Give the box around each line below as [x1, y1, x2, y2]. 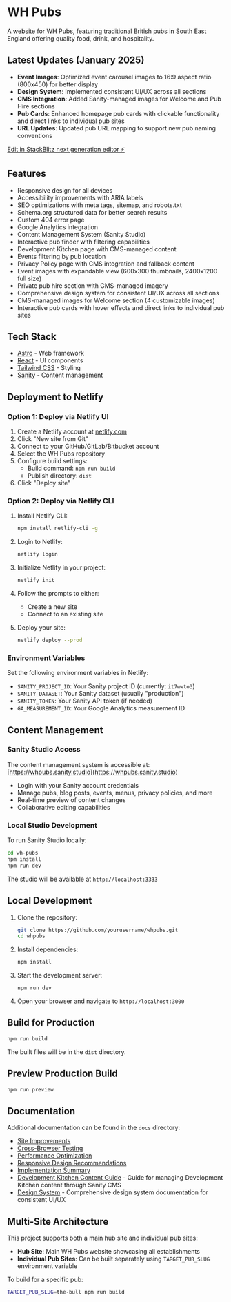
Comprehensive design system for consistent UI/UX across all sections [17, 289, 219, 297]
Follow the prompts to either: [17, 589, 99, 597]
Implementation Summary [17, 1166, 91, 1174]
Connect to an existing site [27, 610, 103, 618]
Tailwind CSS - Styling [17, 364, 81, 372]
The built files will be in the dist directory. [7, 1047, 126, 1056]
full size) [17, 274, 42, 282]
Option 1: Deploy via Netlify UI [7, 411, 109, 421]
